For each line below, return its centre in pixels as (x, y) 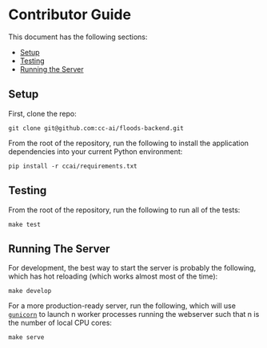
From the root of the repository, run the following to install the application (129, 143)
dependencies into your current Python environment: (96, 151)
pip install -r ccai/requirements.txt (73, 166)
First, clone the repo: (43, 113)
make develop (30, 291)
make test (25, 224)
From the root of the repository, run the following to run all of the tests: (124, 210)
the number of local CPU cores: (60, 323)
